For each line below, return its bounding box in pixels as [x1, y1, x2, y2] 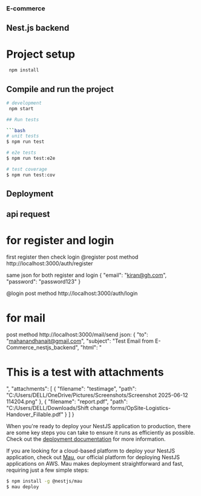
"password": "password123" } [6, 278, 81, 285]
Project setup [6, 47, 76, 61]
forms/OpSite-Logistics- [110, 405, 171, 412]
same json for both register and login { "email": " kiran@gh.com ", [6, 271, 167, 279]
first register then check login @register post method [6, 253, 139, 261]
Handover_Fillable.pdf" [6, 411, 64, 418]
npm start [8, 105, 34, 111]
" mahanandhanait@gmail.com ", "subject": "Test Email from [6, 337, 154, 345]
